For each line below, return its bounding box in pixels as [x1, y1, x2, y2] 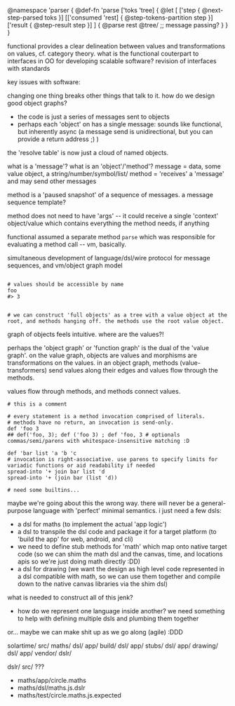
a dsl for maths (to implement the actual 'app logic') [17, 520, 167, 528]
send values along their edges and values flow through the [48, 366, 219, 374]
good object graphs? [7, 99, 68, 107]
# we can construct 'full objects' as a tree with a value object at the [7, 312, 228, 319]
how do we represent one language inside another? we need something [17, 607, 225, 615]
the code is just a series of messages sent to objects [17, 112, 170, 121]
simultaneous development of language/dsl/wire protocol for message [7, 254, 210, 262]
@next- [201, 6, 223, 14]
